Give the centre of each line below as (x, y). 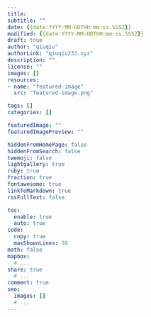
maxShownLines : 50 (41, 243)
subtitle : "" (27, 21)
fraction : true (30, 178)
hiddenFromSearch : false (44, 151)
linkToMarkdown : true (39, 191)
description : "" (31, 60)
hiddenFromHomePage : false (47, 145)
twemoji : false (30, 158)
